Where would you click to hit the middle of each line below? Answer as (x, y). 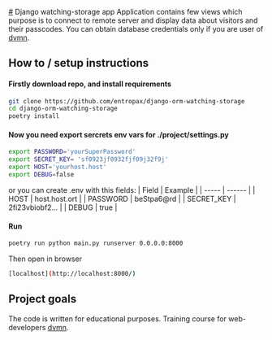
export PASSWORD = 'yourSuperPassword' (72, 152)
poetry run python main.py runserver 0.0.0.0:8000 (96, 243)
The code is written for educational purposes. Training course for (118, 318)
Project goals (43, 299)
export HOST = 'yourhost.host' (58, 167)
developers (27, 327)
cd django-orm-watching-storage (63, 109)
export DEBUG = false (41, 175)
